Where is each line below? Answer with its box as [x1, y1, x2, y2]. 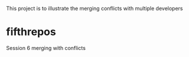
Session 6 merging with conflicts [6, 44, 86, 51]
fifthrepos [6, 26, 56, 38]
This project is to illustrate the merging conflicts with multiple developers [6, 5, 183, 12]
